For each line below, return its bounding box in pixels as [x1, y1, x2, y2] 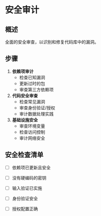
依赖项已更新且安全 [12, 165, 51, 170]
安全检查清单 [5, 151, 44, 159]
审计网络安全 [19, 135, 45, 141]
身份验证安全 [12, 195, 38, 201]
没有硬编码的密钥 [12, 175, 47, 181]
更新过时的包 [19, 81, 45, 86]
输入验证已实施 [12, 185, 42, 191]
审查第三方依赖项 [19, 86, 54, 92]
